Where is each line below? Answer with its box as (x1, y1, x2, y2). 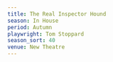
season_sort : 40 (7, 37, 55, 44)
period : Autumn (7, 24, 53, 31)
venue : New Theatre (7, 43, 65, 51)
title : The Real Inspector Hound (7, 10, 107, 18)
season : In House (7, 17, 59, 24)
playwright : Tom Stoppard (7, 30, 84, 38)
